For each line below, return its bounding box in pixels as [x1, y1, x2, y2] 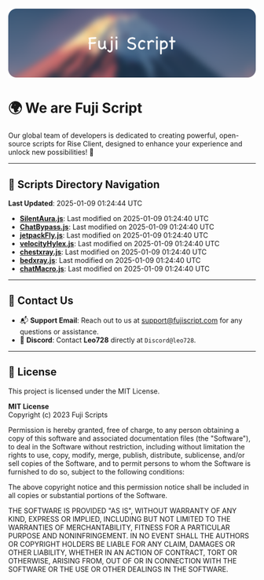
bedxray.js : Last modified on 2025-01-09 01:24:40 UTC [19, 256, 201, 265]
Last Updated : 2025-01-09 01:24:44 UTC [8, 198, 143, 209]
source [8, 139, 31, 149]
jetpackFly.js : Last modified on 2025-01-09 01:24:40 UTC [19, 231, 209, 240]
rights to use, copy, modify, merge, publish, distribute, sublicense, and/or [8, 450, 245, 460]
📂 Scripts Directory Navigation [8, 178, 160, 191]
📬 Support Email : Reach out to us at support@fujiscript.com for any [19, 316, 243, 325]
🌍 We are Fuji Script [8, 99, 143, 117]
